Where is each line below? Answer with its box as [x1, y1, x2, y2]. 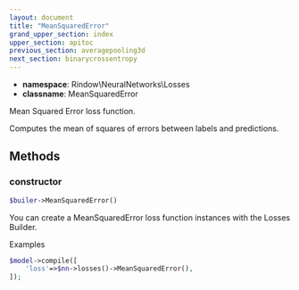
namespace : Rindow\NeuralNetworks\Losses [21, 79, 190, 89]
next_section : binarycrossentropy [9, 54, 138, 63]
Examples [9, 238, 46, 250]
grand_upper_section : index [9, 29, 114, 38]
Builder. [9, 221, 37, 232]
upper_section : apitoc [9, 37, 94, 47]
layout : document [9, 12, 74, 22]
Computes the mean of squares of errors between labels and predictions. [9, 123, 279, 134]
